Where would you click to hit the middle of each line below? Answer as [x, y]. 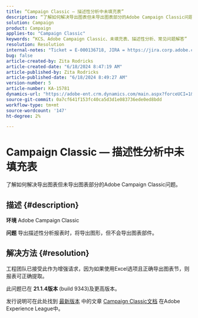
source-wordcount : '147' [37, 111]
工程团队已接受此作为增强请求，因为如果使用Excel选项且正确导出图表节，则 [98, 268]
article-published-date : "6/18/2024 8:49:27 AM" [67, 77]
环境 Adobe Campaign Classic [43, 220]
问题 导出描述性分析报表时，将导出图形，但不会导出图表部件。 [82, 233]
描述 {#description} [43, 205]
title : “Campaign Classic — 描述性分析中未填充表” [65, 12]
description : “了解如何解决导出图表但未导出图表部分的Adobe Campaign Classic [95, 17]
